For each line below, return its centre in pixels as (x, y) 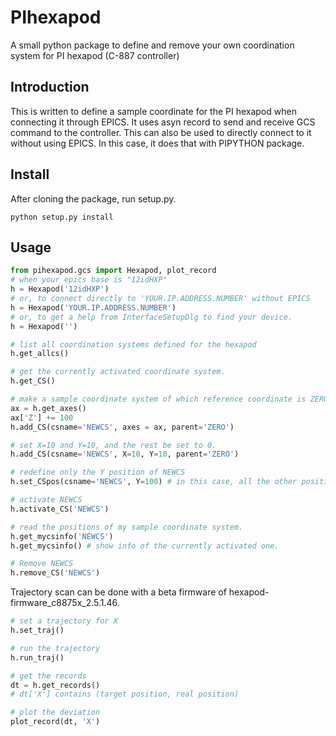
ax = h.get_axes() (48, 408)
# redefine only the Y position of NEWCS (98, 472)
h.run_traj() (37, 657)
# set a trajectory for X (64, 621)
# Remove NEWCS (42, 564)
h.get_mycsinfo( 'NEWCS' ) (62, 536)
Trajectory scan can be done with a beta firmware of (118, 592)
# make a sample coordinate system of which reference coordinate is (158, 399)
